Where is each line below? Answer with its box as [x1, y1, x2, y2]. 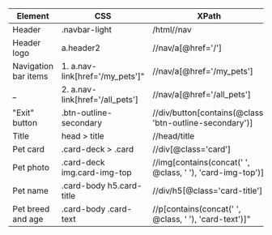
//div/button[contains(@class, [152, 107, 266, 118]
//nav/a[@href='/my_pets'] [152, 66, 253, 76]
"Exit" [12, 107, 35, 118]
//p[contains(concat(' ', [152, 203, 241, 214]
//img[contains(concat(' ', [152, 157, 250, 168]
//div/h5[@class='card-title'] [152, 186, 263, 196]
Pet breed [12, 203, 50, 214]
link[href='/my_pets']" [61, 70, 145, 82]
